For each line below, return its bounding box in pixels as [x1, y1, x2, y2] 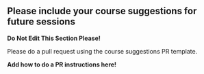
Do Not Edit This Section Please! [7, 34, 101, 42]
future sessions [7, 16, 75, 28]
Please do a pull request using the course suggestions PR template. [7, 47, 198, 55]
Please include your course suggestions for [7, 5, 197, 17]
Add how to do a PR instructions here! [7, 60, 117, 69]
